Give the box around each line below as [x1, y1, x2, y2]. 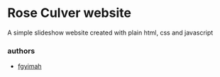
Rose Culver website [7, 5, 131, 21]
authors [7, 46, 35, 56]
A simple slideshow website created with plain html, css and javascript [7, 28, 214, 37]
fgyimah [17, 62, 42, 71]
